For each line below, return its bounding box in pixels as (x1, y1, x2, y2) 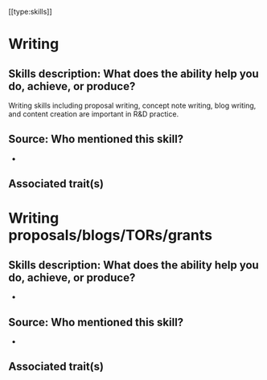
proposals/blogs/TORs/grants (8, 227, 213, 244)
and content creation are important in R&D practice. (8, 109, 179, 119)
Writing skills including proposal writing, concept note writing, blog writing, (8, 100, 257, 110)
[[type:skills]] (8, 7, 52, 16)
